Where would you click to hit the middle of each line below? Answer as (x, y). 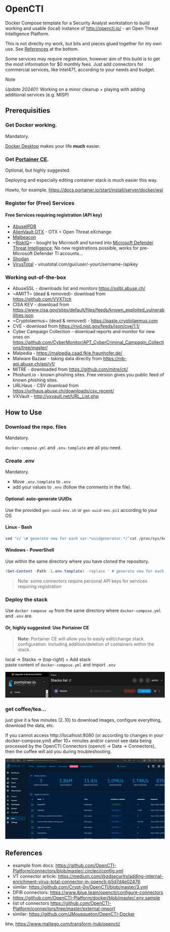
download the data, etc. (30, 726)
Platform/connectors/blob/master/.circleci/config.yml (68, 871)
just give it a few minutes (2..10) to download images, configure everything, (83, 720)
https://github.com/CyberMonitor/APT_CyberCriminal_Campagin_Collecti (88, 342)
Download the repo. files (36, 427)
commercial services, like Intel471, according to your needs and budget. (80, 70)
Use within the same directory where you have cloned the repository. (77, 561)
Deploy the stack (27, 599)
